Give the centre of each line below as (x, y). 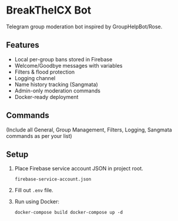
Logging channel (35, 78)
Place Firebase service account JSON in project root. (79, 169)
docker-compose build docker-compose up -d (69, 213)
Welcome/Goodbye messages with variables (68, 65)
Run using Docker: (37, 202)
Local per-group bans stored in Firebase (63, 59)
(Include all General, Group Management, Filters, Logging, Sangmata (89, 130)
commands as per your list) (39, 136)
